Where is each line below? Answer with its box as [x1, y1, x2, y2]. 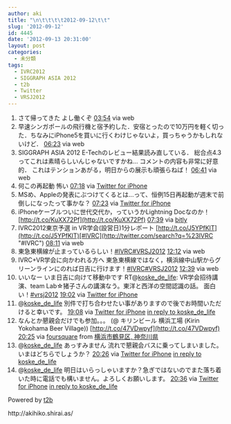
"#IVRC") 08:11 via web [17, 239, 84, 247]
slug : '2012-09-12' [8, 23, 64, 30]
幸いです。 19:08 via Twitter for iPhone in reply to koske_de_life [36, 308, 216, 316]
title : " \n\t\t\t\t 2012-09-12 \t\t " [8, 17, 111, 24]
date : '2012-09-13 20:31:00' [8, 36, 92, 43]
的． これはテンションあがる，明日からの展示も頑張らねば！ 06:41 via [17, 166, 217, 174]
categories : [8, 49, 42, 56]
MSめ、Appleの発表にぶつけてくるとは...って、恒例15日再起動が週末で [17, 191, 219, 198]
